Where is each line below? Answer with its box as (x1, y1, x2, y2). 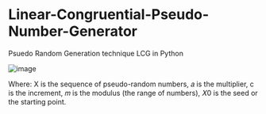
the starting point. (8, 97, 67, 106)
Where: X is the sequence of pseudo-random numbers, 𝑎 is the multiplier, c (8, 79, 254, 89)
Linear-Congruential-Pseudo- (8, 6, 210, 24)
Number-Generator (8, 22, 137, 40)
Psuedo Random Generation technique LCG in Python (8, 48, 184, 58)
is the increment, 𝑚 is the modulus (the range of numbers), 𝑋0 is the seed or (8, 88, 258, 97)
